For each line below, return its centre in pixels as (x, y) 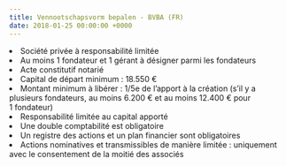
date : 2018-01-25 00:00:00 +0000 (71, 26)
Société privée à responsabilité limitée (90, 50)
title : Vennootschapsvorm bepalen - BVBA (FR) (97, 17)
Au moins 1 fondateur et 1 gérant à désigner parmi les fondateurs (139, 60)
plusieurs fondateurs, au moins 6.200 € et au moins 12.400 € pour (130, 97)
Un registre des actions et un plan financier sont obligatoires (131, 135)
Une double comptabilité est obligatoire (92, 125)
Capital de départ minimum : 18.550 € (89, 79)
